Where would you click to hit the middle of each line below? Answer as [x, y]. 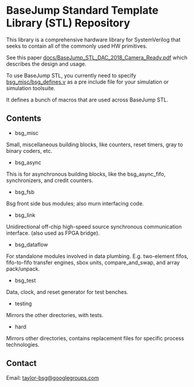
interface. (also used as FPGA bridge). [53, 233]
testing [23, 303]
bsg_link [25, 215]
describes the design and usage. [46, 64]
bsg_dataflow [31, 244]
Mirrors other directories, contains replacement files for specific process [95, 338]
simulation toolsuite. [31, 88]
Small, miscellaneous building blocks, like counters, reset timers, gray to [95, 145]
